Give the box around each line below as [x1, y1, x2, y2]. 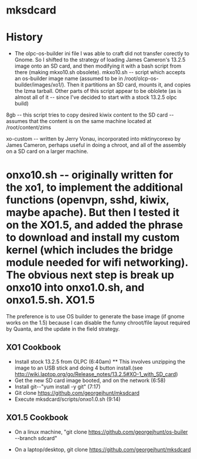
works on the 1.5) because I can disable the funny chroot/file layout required [6, 319, 191, 327]
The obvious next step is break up [6, 268, 175, 282]
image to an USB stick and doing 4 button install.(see [14, 364, 143, 371]
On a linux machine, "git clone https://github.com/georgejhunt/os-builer [14, 428, 188, 435]
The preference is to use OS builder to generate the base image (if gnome [6, 313, 185, 320]
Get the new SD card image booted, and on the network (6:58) [14, 377, 166, 384]
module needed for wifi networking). [6, 256, 189, 270]
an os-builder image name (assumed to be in [14, 75, 123, 82]
